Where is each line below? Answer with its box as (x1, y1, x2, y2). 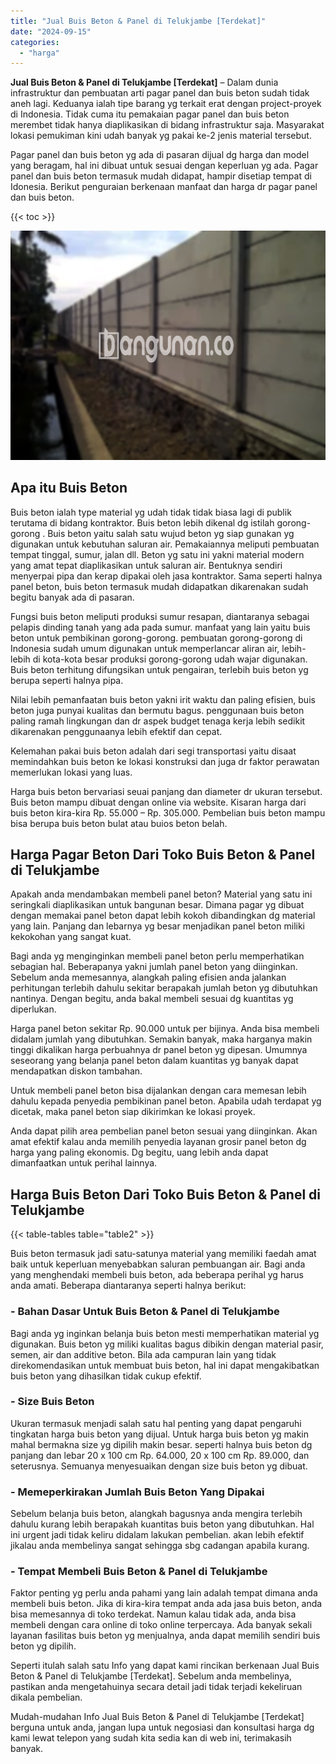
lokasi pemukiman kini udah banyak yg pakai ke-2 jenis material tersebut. (10, 130, 312, 142)
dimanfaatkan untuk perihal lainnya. (10, 1157, 158, 1169)
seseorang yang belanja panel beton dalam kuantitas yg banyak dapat (10, 1055, 299, 1067)
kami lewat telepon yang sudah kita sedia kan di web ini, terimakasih (10, 1732, 292, 1744)
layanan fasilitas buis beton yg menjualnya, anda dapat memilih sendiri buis (10, 1630, 321, 1642)
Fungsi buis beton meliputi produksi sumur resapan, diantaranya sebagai (10, 610, 310, 622)
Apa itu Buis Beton (10, 480, 128, 497)
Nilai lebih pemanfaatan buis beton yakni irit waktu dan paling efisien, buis (10, 693, 316, 705)
